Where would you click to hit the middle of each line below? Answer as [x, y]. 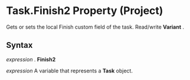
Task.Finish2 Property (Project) [85, 11]
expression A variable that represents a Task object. [69, 71]
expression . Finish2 [31, 59]
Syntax [19, 45]
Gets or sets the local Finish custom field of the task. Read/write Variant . [95, 27]
